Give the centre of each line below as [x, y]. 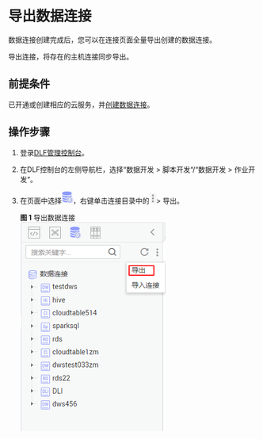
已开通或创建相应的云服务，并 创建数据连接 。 [81, 105]
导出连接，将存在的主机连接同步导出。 [71, 56]
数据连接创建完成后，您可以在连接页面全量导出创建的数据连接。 [112, 40]
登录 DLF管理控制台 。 [54, 152]
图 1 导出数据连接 [48, 217]
